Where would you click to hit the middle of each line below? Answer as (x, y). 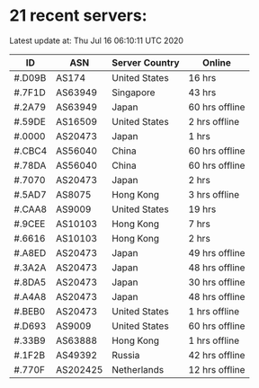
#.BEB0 (30, 311)
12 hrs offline (217, 369)
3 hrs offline (214, 194)
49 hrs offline (217, 252)
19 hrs (202, 209)
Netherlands (138, 369)
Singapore (134, 93)
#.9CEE (30, 224)
